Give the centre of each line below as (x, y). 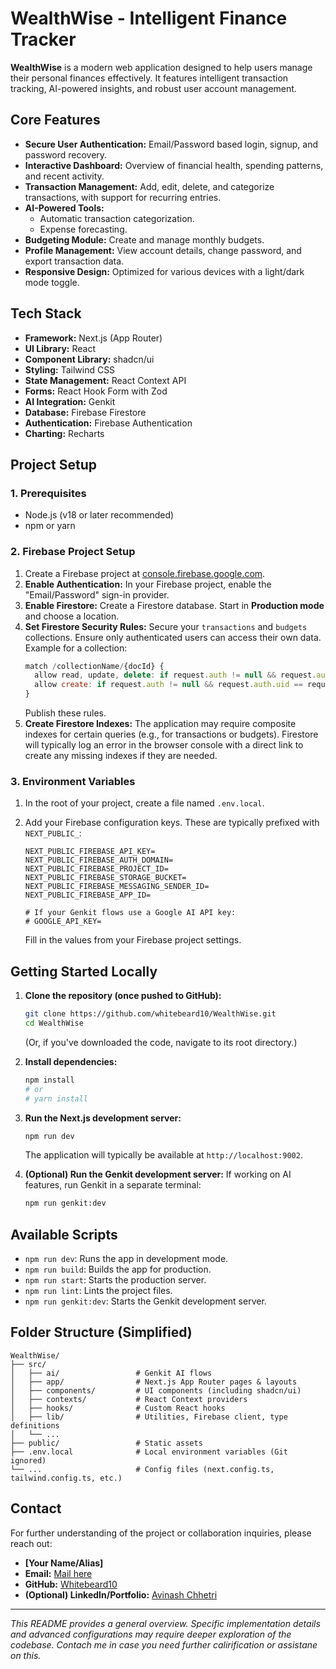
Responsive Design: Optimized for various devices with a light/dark (164, 271)
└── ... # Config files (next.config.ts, (142, 1469)
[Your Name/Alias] (64, 1563)
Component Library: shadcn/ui (89, 359)
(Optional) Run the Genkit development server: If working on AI (158, 1174)
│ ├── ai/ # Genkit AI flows (111, 1373)
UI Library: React (60, 348)
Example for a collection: (76, 648)
